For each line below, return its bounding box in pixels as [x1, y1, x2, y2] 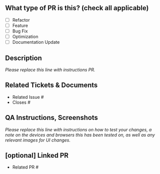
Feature [12, 22, 28, 29]
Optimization [12, 34, 39, 39]
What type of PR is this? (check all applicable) [5, 4, 149, 12]
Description [5, 54, 42, 62]
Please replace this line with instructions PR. [5, 66, 95, 73]
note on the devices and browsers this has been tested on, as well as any [5, 132, 155, 138]
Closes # [12, 99, 31, 105]
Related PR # [12, 164, 39, 170]
